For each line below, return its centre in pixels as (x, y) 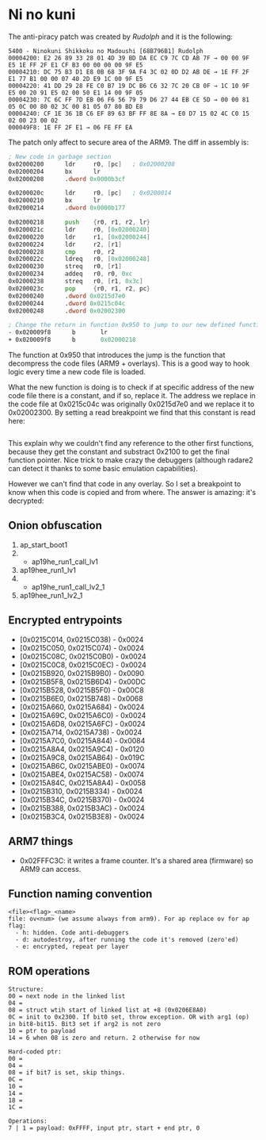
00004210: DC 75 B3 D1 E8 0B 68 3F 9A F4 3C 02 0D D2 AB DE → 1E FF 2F (129, 72)
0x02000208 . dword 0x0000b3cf (67, 179)
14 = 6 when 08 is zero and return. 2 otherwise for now (104, 1038)
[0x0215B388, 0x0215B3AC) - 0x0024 (82, 808)
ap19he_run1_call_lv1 (65, 562)
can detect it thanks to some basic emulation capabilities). (103, 469)
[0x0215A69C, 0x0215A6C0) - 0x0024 (83, 715)
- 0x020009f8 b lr (58, 332)
